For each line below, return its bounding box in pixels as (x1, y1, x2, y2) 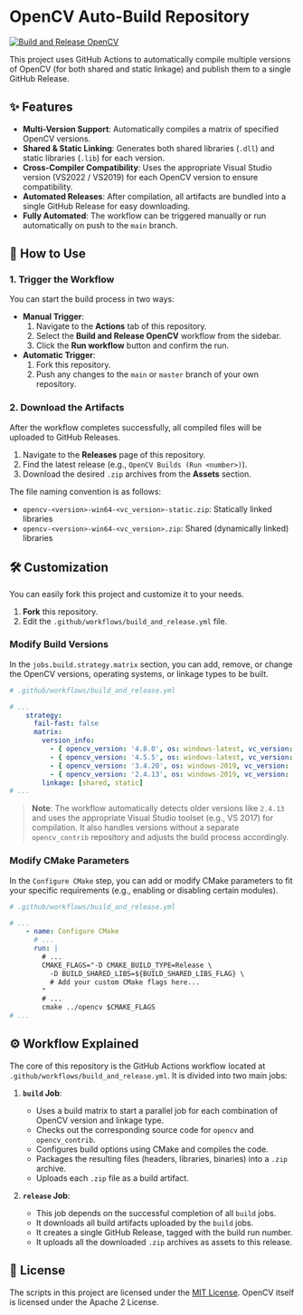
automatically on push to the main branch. (22, 219, 178, 230)
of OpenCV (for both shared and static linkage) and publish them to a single (9, 63, 291, 74)
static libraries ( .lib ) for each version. (22, 152, 166, 163)
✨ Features (9, 100, 73, 115)
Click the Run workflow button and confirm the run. (35, 340, 229, 351)
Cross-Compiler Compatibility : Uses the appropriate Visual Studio (22, 161, 273, 173)
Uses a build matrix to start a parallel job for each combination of (35, 1105, 279, 1116)
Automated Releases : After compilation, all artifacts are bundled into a (22, 190, 287, 201)
